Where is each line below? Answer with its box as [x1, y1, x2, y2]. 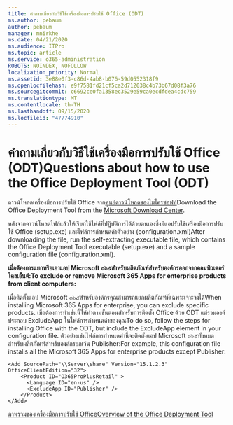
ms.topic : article [8, 50, 62, 57]
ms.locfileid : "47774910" [8, 114, 83, 121]
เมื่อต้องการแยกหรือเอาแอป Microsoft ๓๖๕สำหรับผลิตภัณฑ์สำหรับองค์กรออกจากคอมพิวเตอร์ [8, 263, 225, 272]
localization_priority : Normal [8, 69, 99, 76]
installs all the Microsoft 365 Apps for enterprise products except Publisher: [8, 347, 226, 356]
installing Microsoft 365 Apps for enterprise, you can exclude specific [8, 300, 209, 309]
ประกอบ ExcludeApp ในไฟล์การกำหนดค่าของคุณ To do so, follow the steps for [8, 316, 211, 324]
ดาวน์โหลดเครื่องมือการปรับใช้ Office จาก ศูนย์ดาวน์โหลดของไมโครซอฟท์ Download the [8, 197, 217, 207]
